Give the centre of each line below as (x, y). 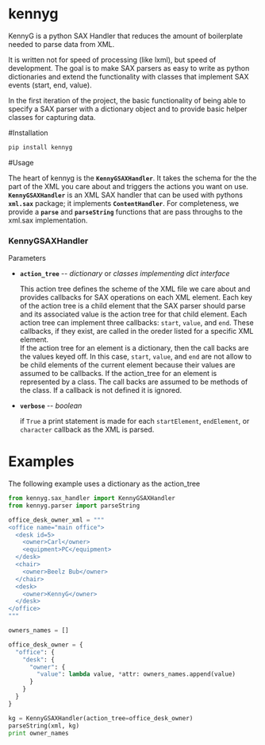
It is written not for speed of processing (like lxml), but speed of (112, 60)
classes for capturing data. (52, 117)
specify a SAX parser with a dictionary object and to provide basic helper (128, 109)
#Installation (29, 133)
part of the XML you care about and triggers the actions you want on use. (128, 186)
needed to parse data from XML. (61, 44)
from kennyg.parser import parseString (74, 506)
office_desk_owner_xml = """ (56, 520)
